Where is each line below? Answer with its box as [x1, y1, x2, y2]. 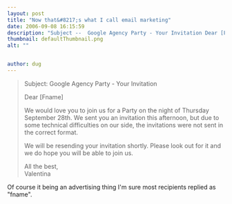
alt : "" [7, 42, 30, 49]
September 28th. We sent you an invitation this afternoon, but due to [23, 113, 220, 121]
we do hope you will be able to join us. [23, 149, 133, 157]
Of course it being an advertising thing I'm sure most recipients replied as [7, 183, 216, 191]
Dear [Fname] [23, 92, 64, 101]
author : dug [7, 61, 41, 68]
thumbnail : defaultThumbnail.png [7, 36, 104, 43]
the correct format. [23, 128, 78, 136]
